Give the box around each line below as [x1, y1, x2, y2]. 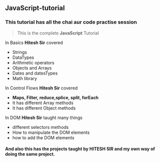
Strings [12, 49, 27, 55]
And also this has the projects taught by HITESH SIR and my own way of [5, 146, 156, 152]
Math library [12, 75, 37, 81]
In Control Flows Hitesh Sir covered [5, 85, 78, 91]
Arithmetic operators [12, 59, 55, 66]
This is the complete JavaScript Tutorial [17, 30, 99, 36]
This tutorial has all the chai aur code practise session [5, 19, 137, 26]
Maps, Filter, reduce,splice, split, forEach [12, 94, 99, 100]
